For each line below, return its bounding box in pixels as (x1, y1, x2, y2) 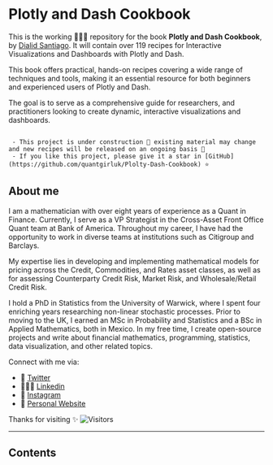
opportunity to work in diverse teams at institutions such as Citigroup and (8, 232, 254, 241)
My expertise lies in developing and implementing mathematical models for (8, 256, 260, 266)
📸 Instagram (19, 389, 61, 399)
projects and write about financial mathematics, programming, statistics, (8, 332, 250, 342)
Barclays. (8, 241, 40, 250)
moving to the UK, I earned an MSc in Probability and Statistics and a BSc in (8, 315, 262, 325)
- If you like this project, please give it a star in (11, 152, 201, 160)
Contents (8, 446, 57, 460)
